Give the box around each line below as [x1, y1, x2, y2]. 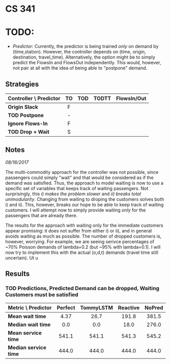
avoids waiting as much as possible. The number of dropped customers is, [5, 233, 162, 239]
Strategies [5, 80, 39, 88]
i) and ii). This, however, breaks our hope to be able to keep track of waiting [5, 201, 164, 207]
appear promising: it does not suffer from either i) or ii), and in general [5, 227, 152, 233]
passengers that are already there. [5, 212, 78, 218]
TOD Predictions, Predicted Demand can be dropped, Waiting [5, 285, 159, 292]
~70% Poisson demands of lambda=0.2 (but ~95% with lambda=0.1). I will [5, 244, 161, 250]
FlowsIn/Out [116, 95, 147, 102]
